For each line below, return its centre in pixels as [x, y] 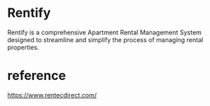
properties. [23, 47]
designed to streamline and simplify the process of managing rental [105, 39]
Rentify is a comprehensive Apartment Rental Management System [105, 32]
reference [37, 76]
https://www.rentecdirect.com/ [52, 95]
